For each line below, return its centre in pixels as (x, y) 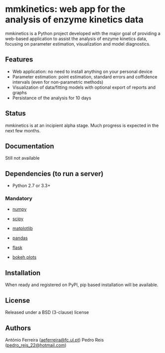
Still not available (22, 158)
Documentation (30, 146)
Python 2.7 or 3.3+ (31, 186)
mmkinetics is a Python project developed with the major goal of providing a (83, 33)
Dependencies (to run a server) (55, 174)
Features (19, 60)
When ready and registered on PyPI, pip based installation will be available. (82, 285)
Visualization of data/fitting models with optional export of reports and (84, 87)
